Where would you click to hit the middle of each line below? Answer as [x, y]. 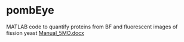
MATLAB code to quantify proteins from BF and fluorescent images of [92, 27]
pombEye [30, 10]
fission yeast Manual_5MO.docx [45, 33]
